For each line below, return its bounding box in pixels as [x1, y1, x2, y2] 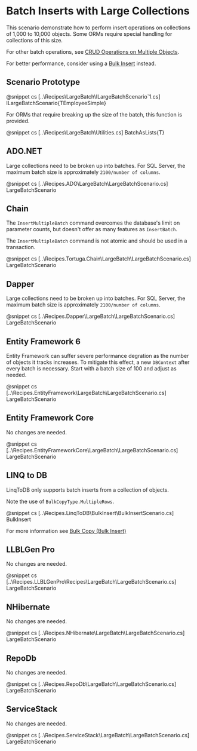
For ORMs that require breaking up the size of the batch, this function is [6, 111, 183, 118]
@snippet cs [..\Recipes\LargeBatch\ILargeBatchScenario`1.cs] [6, 93, 161, 100]
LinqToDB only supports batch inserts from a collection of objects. [6, 486, 169, 493]
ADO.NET [6, 146, 42, 157]
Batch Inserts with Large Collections [6, 4, 190, 18]
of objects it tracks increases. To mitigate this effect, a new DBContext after [6, 358, 190, 366]
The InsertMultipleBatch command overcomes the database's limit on [6, 219, 180, 226]
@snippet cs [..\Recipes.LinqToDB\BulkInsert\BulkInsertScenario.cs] [6, 509, 174, 516]
